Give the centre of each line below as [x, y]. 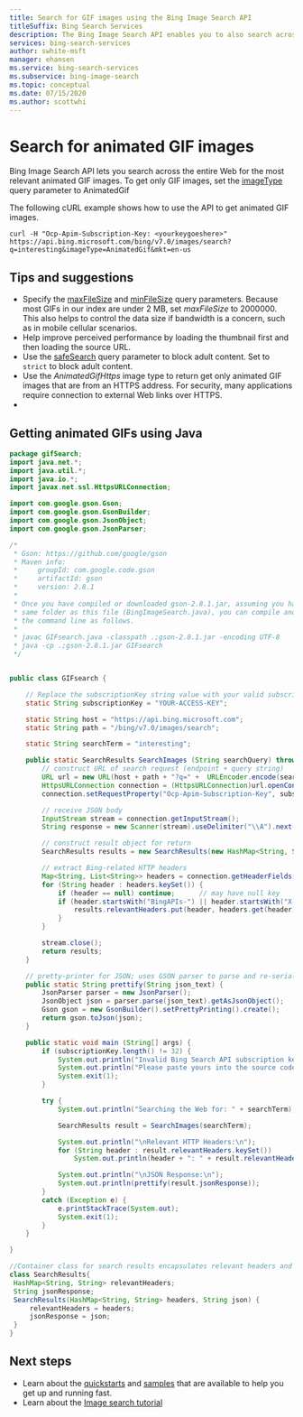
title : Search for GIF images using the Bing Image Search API [131, 18]
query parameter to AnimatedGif [69, 190]
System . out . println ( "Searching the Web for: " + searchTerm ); [177, 1109]
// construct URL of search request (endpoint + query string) [163, 769]
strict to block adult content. [78, 366]
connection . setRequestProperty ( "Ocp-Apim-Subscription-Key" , [159, 794]
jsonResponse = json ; [70, 1317]
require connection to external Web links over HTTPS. [122, 395]
